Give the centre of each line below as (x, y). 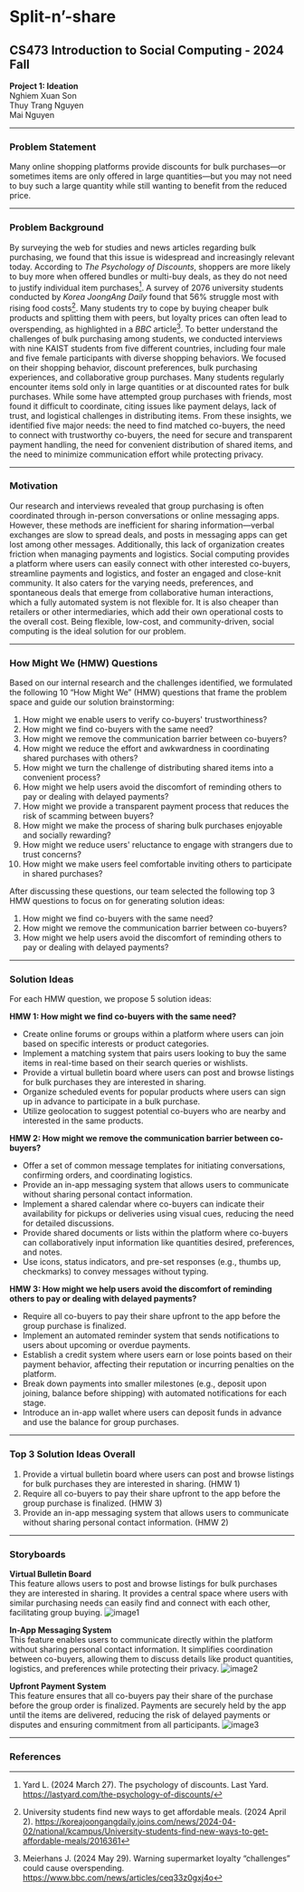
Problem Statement (53, 147)
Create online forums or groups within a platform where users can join (153, 1034)
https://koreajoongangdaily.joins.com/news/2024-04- (136, 1822)
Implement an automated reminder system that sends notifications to (151, 1335)
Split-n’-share (62, 17)
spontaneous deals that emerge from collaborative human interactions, (142, 592)
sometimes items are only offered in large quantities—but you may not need (151, 176)
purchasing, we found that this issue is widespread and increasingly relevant (152, 257)
